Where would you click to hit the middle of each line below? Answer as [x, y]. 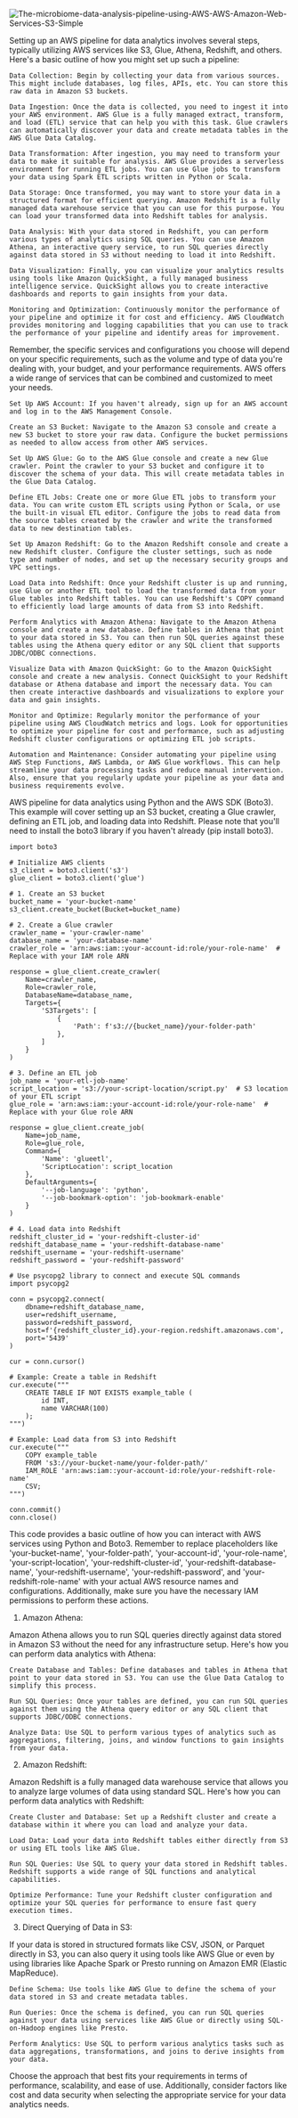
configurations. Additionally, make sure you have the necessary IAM [134, 1591]
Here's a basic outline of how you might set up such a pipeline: [125, 59]
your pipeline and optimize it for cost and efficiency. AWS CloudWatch [147, 317]
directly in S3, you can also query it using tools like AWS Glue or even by [142, 1954]
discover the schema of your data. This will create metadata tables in [147, 474]
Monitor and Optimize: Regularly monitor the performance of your [135, 716]
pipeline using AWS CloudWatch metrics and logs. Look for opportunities [149, 724]
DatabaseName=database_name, [79, 995]
